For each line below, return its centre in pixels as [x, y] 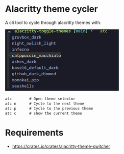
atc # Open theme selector [40, 99]
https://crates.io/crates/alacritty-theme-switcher [61, 146]
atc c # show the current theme [44, 113]
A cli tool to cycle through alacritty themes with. [53, 22]
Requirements [34, 133]
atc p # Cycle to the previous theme [49, 109]
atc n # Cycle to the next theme [45, 104]
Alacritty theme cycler [51, 9]
